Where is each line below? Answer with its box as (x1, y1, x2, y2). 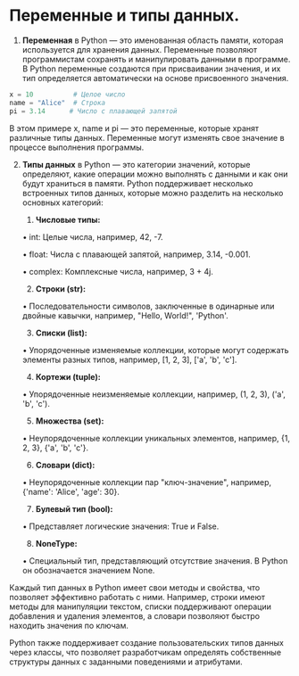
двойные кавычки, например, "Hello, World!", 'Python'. (21, 309, 229, 321)
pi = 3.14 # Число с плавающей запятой (9, 106, 178, 116)
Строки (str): (35, 283, 87, 294)
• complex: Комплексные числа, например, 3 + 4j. (21, 266, 214, 276)
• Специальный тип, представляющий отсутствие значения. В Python (21, 555, 288, 566)
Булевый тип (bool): (35, 503, 113, 514)
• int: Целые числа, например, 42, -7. (21, 231, 163, 242)
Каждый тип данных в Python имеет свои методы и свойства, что (9, 581, 261, 593)
